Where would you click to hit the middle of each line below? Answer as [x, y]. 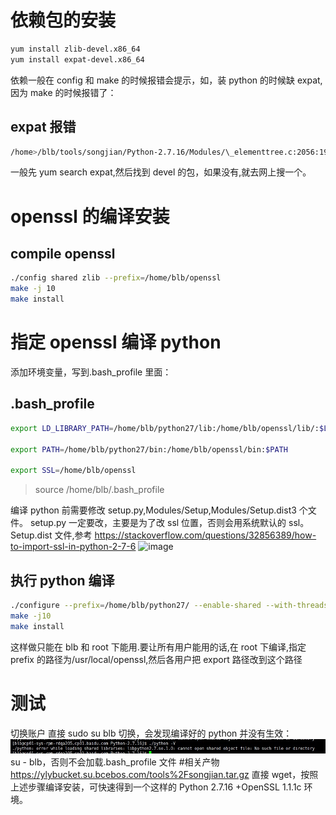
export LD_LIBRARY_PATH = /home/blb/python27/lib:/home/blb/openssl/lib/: [165, 428]
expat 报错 [43, 127]
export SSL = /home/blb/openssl [73, 471]
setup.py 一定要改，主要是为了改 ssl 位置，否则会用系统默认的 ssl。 [169, 523]
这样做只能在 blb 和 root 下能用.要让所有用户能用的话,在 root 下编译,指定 [158, 647]
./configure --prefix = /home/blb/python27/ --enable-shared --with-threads [169, 605]
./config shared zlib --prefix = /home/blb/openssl [116, 278]
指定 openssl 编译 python [116, 342]
